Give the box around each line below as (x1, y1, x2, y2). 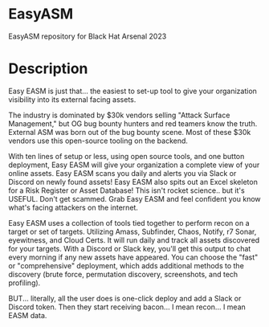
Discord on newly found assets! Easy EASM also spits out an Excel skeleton (8, 177, 259, 186)
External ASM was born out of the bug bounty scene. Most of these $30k (8, 127, 251, 137)
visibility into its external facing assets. (8, 94, 137, 104)
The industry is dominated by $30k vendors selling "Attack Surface (8, 110, 230, 120)
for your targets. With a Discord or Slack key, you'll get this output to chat (8, 243, 251, 253)
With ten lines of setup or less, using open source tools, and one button (8, 151, 245, 161)
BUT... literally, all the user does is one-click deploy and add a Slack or (8, 293, 242, 303)
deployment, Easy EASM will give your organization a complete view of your (8, 160, 260, 170)
